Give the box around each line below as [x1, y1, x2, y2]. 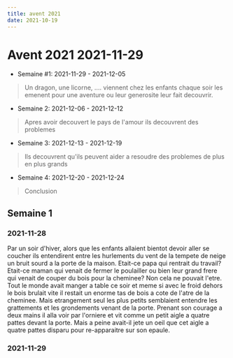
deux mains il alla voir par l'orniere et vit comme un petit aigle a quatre [7, 311, 210, 320]
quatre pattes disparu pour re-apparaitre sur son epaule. [7, 326, 170, 334]
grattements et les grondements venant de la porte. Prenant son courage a [7, 303, 223, 312]
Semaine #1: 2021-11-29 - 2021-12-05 [17, 70, 126, 78]
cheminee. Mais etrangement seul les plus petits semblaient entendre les [7, 296, 218, 305]
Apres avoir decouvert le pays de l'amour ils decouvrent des [24, 118, 199, 127]
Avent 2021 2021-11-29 [7, 47, 143, 63]
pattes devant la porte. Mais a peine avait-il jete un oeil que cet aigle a [7, 319, 209, 327]
